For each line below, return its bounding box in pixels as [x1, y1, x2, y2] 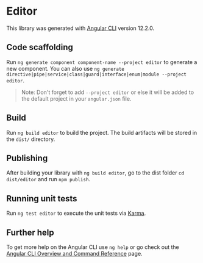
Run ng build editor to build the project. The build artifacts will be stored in [6, 129, 198, 136]
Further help [6, 227, 55, 237]
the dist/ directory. [6, 135, 55, 143]
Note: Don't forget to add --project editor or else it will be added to [21, 88, 194, 96]
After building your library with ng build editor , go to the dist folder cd [6, 169, 185, 176]
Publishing [6, 153, 48, 163]
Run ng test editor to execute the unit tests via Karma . [6, 209, 146, 217]
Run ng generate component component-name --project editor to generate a [6, 58, 198, 65]
